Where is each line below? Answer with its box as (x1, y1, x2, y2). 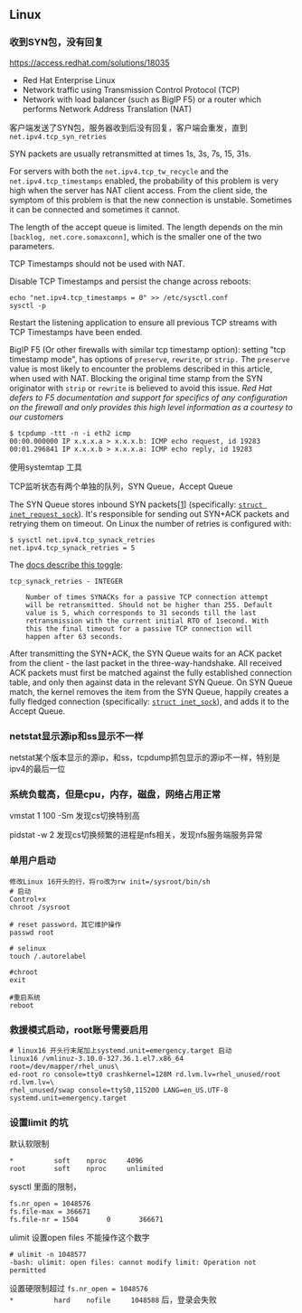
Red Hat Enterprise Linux (22, 74, 116, 85)
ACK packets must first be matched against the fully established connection (9, 667, 292, 678)
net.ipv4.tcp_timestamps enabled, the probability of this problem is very (9, 175, 278, 186)
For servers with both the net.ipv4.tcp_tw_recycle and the (9, 165, 229, 176)
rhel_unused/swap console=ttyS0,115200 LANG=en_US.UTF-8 (9, 1085, 229, 1094)
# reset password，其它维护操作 (9, 920, 122, 929)
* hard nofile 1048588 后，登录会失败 (9, 1294, 217, 1305)
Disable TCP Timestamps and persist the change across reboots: (9, 276, 251, 286)
